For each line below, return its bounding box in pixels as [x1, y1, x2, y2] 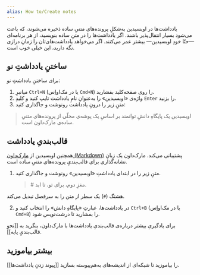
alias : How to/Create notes [7, 8, 77, 15]
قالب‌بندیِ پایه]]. [7, 228, 42, 235]
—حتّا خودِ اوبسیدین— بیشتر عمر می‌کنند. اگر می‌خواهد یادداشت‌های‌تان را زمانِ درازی [7, 37, 195, 45]
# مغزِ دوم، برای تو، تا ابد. [30, 181, 87, 188]
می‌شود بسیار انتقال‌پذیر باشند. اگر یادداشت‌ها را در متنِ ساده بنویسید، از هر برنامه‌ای [7, 31, 192, 39]
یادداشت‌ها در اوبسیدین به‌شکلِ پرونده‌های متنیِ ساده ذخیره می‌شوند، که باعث [7, 25, 177, 32]
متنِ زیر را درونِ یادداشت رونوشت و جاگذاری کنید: [15, 101, 126, 108]
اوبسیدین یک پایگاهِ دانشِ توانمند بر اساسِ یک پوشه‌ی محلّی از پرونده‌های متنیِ [21, 112, 192, 119]
